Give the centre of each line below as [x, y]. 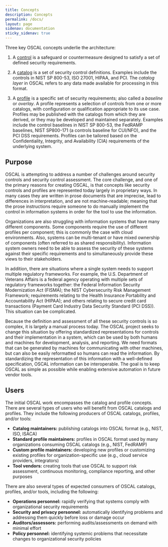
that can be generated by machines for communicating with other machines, [84, 348]
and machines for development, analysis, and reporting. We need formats [81, 342]
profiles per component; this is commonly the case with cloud [69, 232]
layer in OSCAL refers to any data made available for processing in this [86, 83]
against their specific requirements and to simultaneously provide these [79, 253]
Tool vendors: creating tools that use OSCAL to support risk [74, 465]
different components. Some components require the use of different [76, 226]
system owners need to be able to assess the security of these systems [79, 248]
